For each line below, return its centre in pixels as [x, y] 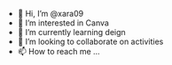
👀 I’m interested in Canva [63, 23]
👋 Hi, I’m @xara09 [51, 14]
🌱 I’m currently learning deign [71, 32]
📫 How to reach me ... [59, 51]
